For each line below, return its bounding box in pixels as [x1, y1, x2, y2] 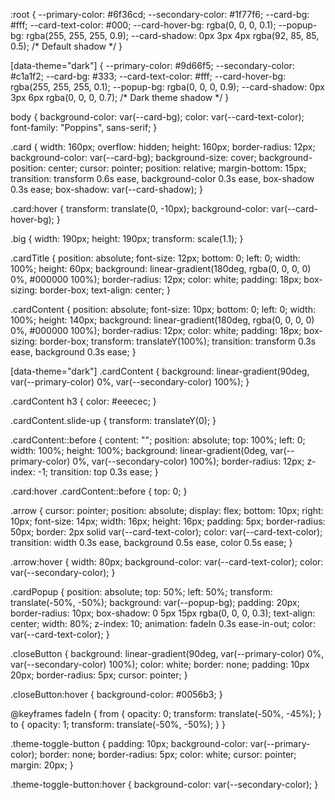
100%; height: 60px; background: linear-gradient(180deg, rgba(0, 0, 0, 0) [10, 263, 312, 274]
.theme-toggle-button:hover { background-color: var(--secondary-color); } [10, 779, 319, 790]
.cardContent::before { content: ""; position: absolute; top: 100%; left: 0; [10, 434, 306, 446]
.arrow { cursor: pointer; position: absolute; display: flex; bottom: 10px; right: [10, 505, 324, 516]
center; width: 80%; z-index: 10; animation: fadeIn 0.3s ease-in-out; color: [10, 618, 316, 629]
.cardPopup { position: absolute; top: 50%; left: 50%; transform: [10, 586, 273, 598]
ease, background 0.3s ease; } [10, 346, 137, 358]
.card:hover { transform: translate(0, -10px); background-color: [10, 203, 270, 214]
